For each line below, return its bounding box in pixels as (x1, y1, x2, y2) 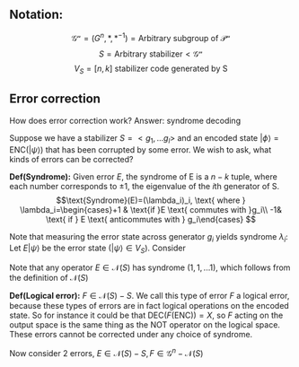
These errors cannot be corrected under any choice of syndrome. (9, 329, 253, 340)
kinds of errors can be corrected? (9, 153, 134, 164)
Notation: (9, 7, 64, 22)
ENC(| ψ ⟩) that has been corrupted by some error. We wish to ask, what (9, 144, 272, 155)
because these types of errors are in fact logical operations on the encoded (9, 301, 289, 311)
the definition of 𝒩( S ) (9, 273, 89, 284)
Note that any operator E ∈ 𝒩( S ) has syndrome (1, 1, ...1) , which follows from (9, 262, 291, 273)
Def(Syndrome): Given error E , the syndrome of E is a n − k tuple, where (9, 170, 278, 182)
